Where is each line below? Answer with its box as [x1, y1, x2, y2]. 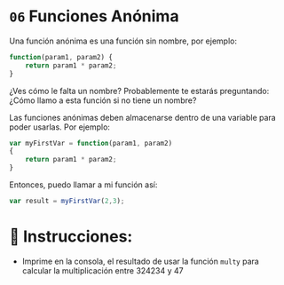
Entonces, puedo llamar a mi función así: [9, 179, 158, 190]
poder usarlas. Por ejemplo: [9, 122, 111, 132]
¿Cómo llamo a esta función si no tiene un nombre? [9, 95, 197, 106]
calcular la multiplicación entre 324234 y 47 [21, 265, 184, 276]
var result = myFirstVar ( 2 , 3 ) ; [9, 197, 125, 206]
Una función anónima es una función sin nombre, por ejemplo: [9, 36, 238, 46]
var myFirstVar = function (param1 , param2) [9, 139, 173, 147]
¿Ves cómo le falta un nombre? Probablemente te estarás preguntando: [9, 85, 270, 96]
